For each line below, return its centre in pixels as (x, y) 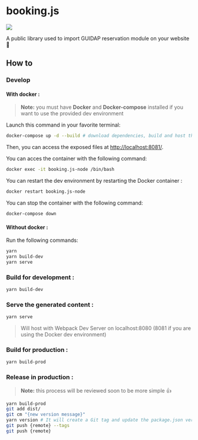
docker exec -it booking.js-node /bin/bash (60, 170)
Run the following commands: (42, 240)
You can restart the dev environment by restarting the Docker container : (94, 181)
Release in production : (40, 377)
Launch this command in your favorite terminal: (63, 125)
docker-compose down (32, 214)
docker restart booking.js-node (46, 192)
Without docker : (27, 227)
